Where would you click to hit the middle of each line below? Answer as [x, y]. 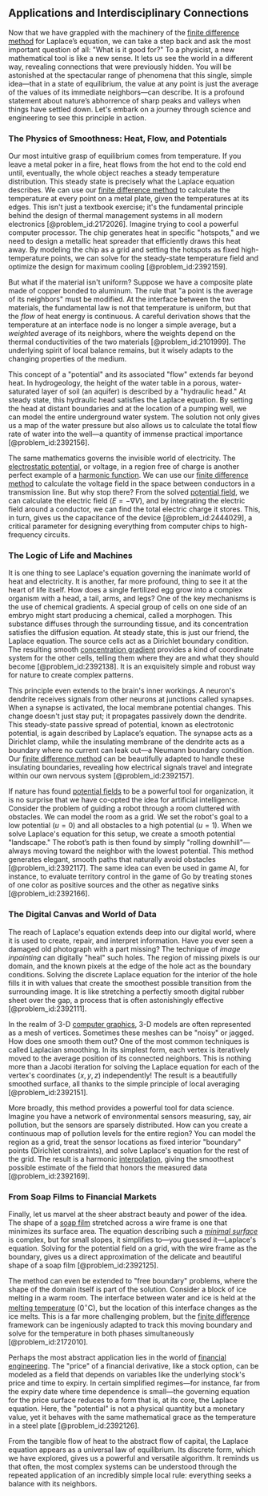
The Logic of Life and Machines [71, 556]
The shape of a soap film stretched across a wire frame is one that [118, 1223]
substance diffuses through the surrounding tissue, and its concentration [129, 624]
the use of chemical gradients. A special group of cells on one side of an [128, 607]
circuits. [57, 535]
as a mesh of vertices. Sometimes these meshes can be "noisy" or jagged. [131, 1033]
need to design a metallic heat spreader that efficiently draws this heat [125, 241]
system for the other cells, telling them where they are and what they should [134, 658]
